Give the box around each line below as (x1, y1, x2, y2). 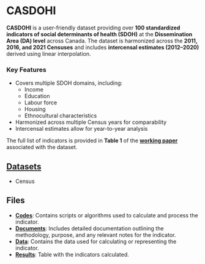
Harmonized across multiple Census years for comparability (15, 118, 167, 126)
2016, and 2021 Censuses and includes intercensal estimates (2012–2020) (6, 44, 199, 51)
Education (24, 93, 50, 100)
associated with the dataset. (6, 144, 78, 151)
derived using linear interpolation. (6, 50, 91, 57)
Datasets (6, 161, 42, 172)
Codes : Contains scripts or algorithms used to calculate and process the (15, 211, 198, 219)
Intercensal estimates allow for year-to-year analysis (15, 125, 148, 133)
